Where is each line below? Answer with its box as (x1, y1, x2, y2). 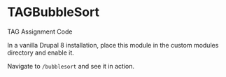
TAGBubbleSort (7, 4, 100, 20)
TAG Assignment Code (7, 27, 73, 36)
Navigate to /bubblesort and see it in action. (7, 62, 135, 70)
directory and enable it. (7, 48, 75, 57)
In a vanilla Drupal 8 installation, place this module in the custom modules (7, 41, 219, 49)
